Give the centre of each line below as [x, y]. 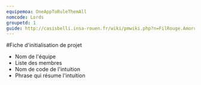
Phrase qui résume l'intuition [50, 75]
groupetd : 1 [21, 23]
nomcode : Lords [25, 17]
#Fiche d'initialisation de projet [44, 45]
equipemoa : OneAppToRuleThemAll [46, 12]
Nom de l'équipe [35, 56]
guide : [14, 28]
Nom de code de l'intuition [48, 70]
